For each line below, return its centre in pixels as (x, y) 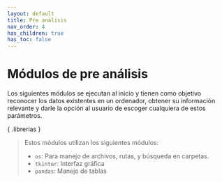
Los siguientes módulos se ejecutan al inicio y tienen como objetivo (104, 93)
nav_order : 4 (26, 26)
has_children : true (36, 33)
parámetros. (25, 116)
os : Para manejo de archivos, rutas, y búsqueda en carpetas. (122, 156)
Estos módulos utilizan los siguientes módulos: (91, 143)
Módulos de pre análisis (78, 74)
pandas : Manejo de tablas (71, 171)
